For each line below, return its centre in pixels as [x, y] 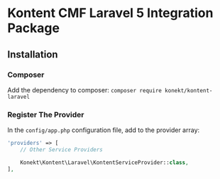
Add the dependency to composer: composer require [84, 89]
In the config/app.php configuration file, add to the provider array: [104, 130]
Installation [33, 54]
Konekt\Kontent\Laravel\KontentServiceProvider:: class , [105, 162]
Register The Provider [46, 114]
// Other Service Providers [61, 150]
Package [34, 28]
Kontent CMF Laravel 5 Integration [110, 13]
